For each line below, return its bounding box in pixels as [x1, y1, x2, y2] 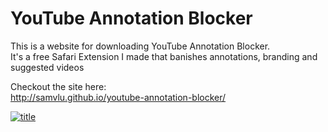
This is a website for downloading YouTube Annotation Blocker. [10, 40, 271, 52]
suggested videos [10, 61, 85, 73]
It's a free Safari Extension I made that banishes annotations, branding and [10, 50, 318, 62]
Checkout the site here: [10, 80, 107, 92]
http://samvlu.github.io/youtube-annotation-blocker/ [10, 91, 227, 103]
